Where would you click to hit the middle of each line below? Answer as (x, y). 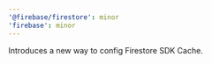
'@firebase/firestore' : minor (64, 17)
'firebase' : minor (42, 25)
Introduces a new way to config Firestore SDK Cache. (106, 50)
